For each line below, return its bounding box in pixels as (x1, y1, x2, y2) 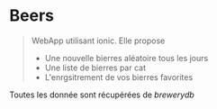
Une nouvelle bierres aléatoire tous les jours (44, 52, 209, 63)
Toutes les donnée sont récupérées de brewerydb (9, 89, 195, 100)
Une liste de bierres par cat (44, 62, 147, 73)
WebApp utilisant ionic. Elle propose (31, 35, 166, 46)
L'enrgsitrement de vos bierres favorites (44, 71, 194, 82)
